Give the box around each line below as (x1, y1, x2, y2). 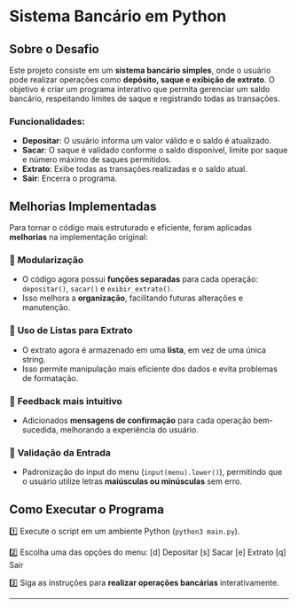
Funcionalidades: (9, 115, 86, 128)
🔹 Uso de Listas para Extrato (9, 324, 133, 337)
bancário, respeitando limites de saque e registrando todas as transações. (9, 93, 281, 104)
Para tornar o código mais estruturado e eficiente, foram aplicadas (9, 222, 253, 233)
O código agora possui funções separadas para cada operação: (21, 274, 259, 285)
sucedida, (21, 425, 59, 435)
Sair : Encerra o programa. (21, 173, 118, 183)
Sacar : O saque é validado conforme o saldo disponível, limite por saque (21, 144, 288, 156)
